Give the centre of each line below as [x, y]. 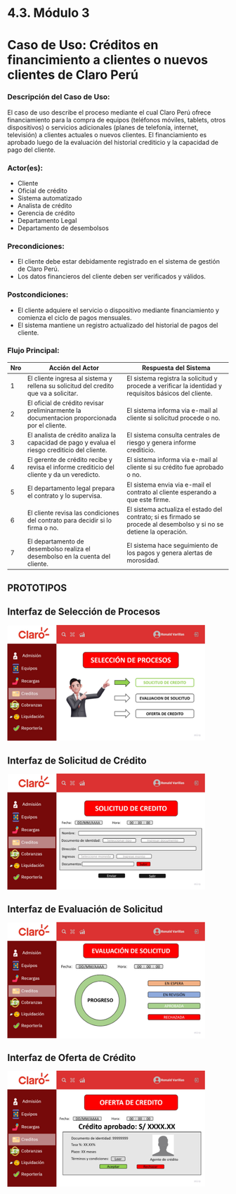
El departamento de [55, 541]
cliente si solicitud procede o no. [173, 418]
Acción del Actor [74, 368]
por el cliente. [47, 425]
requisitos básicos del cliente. [170, 393]
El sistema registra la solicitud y [172, 378]
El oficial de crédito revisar [65, 403]
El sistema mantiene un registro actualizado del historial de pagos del [118, 325]
